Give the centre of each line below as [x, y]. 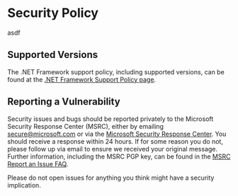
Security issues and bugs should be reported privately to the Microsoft [110, 119]
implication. [24, 185]
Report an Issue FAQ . [38, 163]
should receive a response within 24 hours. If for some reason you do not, [115, 141]
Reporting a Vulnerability [64, 102]
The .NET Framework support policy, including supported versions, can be [116, 71]
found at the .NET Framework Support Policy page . [82, 79]
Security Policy [53, 13]
